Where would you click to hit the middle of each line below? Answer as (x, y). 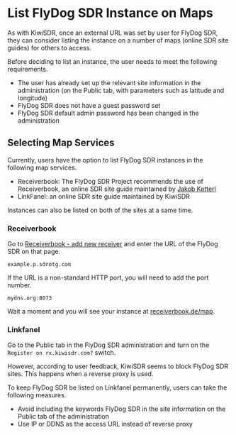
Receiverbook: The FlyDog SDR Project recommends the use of (110, 181)
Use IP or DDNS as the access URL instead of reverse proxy (105, 424)
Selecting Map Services (61, 143)
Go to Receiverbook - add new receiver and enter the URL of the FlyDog (113, 244)
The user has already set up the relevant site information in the (109, 82)
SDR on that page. (34, 252)
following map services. (42, 167)
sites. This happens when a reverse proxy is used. (80, 374)
